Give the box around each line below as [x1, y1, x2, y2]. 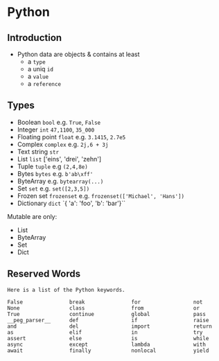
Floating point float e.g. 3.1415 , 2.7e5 [17, 132, 126, 141]
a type [27, 58, 46, 66]
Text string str [17, 147, 60, 156]
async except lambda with [7, 341, 207, 348]
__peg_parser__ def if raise [7, 317, 209, 324]
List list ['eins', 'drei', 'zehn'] [17, 155, 102, 163]
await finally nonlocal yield [7, 347, 209, 354]
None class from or [7, 304, 200, 312]
